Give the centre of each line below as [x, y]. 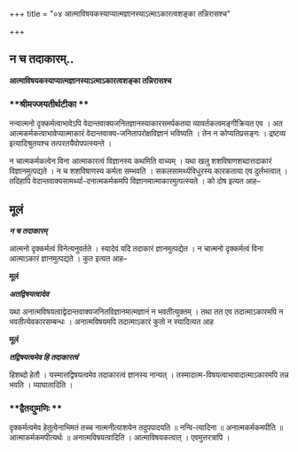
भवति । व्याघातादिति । [41, 385]
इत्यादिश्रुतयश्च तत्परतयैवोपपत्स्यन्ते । [61, 144]
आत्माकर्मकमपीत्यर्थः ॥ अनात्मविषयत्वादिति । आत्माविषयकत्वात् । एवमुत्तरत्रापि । [120, 438]
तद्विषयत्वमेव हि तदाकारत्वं [44, 357]
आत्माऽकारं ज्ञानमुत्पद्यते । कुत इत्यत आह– [68, 258]
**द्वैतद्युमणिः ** [35, 408]
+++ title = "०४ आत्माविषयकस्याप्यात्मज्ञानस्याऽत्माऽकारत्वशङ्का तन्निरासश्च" [120, 14]
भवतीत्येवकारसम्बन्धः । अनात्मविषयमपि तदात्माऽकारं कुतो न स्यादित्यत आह [112, 321]
